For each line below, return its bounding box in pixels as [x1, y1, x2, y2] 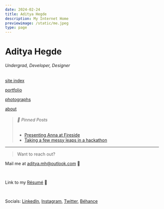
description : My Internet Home [5, 16, 69, 21]
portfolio [5, 87, 22, 93]
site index [5, 77, 25, 83]
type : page [5, 25, 27, 30]
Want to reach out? [17, 151, 56, 157]
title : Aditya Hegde [5, 12, 47, 17]
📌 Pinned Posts [17, 117, 48, 123]
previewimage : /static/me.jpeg [5, 20, 69, 26]
